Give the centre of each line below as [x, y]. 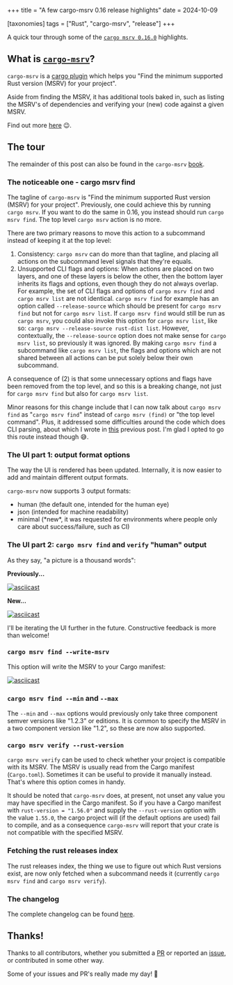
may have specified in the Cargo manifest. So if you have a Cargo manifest [114, 803]
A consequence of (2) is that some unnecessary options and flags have [110, 378]
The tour [26, 147]
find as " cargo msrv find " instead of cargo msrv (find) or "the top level [111, 414]
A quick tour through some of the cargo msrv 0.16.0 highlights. [98, 37]
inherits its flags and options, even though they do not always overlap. [118, 283]
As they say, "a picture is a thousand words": [72, 560]
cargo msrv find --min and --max [63, 698]
